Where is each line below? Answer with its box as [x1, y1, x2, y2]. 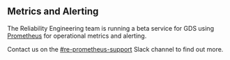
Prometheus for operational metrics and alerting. [7, 31, 147, 40]
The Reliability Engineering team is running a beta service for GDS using [7, 24, 215, 32]
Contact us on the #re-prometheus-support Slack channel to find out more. [7, 45, 224, 53]
